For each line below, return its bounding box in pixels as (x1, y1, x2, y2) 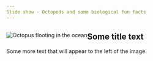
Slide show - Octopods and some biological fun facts (6, 9, 147, 15)
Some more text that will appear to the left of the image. (6, 48, 147, 55)
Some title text (87, 32, 144, 42)
